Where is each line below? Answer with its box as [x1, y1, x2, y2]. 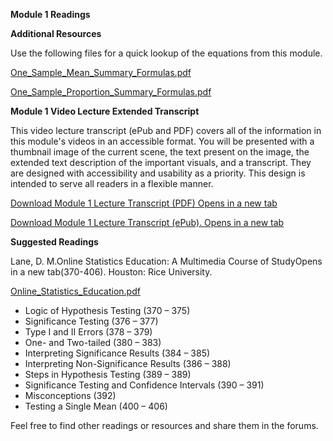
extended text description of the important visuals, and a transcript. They [10, 157, 312, 168]
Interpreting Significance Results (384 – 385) [24, 347, 211, 359]
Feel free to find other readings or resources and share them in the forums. [10, 420, 319, 431]
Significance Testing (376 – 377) [24, 315, 159, 327]
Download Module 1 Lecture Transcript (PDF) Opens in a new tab [10, 197, 278, 209]
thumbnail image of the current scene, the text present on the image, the [10, 146, 310, 158]
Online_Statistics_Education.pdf [10, 285, 141, 297]
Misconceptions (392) [24, 390, 117, 401]
